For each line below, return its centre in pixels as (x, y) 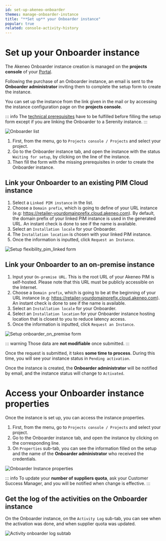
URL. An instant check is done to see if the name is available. (75, 223)
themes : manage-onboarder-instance (42, 14)
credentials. (24, 459)
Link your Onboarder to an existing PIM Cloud (77, 183)
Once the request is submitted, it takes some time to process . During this (80, 353)
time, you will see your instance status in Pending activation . (68, 358)
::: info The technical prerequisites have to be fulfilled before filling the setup (83, 117)
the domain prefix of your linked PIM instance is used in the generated (84, 218)
